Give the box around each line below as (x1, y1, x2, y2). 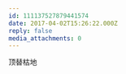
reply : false (8, 27, 53, 35)
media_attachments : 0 (8, 34, 82, 43)
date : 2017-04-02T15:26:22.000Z (8, 19, 118, 27)
